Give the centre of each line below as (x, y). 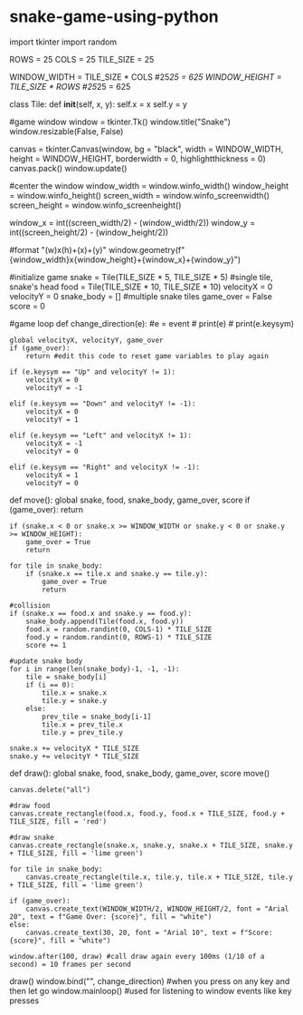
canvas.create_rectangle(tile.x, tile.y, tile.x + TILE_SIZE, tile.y (160, 877)
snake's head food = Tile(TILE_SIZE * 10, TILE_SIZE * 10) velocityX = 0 (141, 287)
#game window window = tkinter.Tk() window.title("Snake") (120, 122)
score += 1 (46, 645)
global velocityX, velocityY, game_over (87, 340)
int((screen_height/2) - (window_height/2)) (89, 232)
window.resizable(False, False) (66, 131)
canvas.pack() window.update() (68, 168)
